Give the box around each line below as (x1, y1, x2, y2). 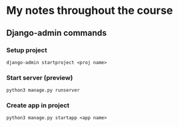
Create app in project (6, 101, 70, 109)
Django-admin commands (6, 28, 107, 38)
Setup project (6, 46, 47, 54)
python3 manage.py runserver (6, 87, 80, 94)
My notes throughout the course (6, 4, 174, 18)
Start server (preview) (6, 73, 73, 82)
